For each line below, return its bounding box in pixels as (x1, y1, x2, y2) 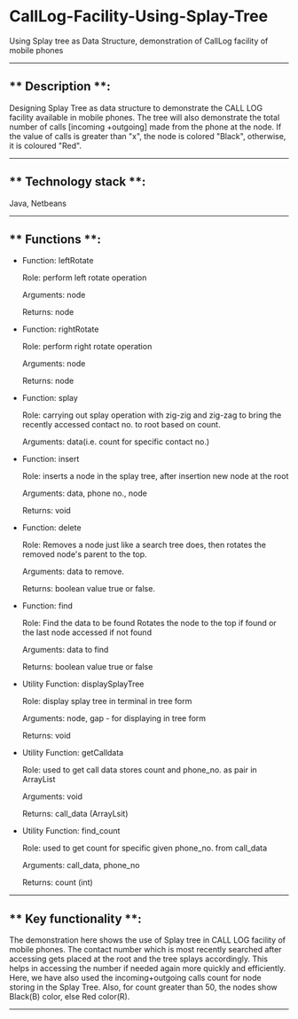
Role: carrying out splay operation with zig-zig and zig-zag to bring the (21, 410, 282, 420)
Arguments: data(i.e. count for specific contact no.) (21, 436, 210, 447)
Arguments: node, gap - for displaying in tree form (21, 713, 207, 724)
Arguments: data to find (21, 645, 109, 655)
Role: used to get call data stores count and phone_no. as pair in (21, 764, 257, 775)
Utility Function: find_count (21, 826, 121, 836)
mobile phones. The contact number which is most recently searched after (9, 945, 282, 955)
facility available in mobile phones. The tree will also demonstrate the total (9, 112, 280, 122)
